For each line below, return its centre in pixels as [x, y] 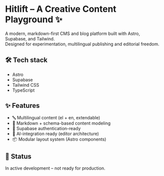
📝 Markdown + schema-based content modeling [61, 123]
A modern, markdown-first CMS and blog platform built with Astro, [73, 34]
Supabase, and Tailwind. [30, 38]
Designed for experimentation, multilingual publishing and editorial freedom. [82, 44]
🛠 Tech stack [26, 60]
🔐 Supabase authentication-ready [46, 128]
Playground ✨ [34, 19]
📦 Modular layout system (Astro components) [59, 139]
